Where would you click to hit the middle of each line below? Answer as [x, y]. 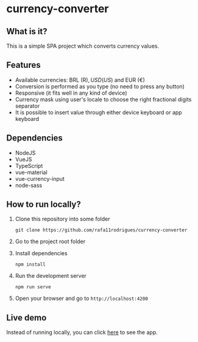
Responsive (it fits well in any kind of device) [71, 93]
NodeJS [25, 153]
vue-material [31, 172]
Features [23, 65]
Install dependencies [41, 253]
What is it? [27, 31]
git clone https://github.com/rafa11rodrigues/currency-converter [101, 230]
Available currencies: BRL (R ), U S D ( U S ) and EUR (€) [80, 80]
